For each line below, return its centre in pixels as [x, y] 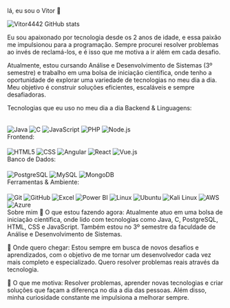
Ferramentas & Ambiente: [43, 182]
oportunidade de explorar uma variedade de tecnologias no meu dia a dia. [112, 80]
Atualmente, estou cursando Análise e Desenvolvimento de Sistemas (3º [110, 65]
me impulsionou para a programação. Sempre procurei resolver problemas [113, 44]
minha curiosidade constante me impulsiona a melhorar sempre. [98, 297]
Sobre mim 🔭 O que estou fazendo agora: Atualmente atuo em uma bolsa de [115, 212]
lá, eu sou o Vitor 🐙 [34, 11]
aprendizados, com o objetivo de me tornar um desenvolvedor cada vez [109, 254]
